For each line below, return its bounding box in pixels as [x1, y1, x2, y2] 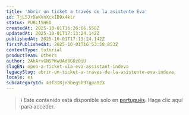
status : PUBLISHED [6, 19, 52, 25]
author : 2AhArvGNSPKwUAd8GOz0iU [6, 58, 86, 64]
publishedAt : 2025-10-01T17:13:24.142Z [6, 36, 105, 42]
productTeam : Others [6, 52, 58, 58]
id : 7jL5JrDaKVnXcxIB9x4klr [6, 14, 76, 20]
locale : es [6, 74, 33, 80]
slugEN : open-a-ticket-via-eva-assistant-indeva [6, 63, 129, 70]
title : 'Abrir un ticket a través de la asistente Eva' [6, 8, 147, 15]
